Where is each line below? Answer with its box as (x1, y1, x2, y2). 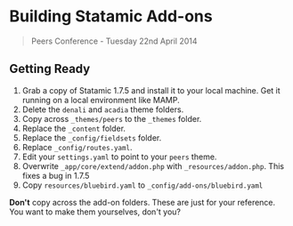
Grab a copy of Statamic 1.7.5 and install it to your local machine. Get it (21, 85, 281, 95)
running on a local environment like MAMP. (21, 94, 180, 105)
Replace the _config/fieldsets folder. (21, 132, 162, 143)
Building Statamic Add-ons (9, 6, 213, 27)
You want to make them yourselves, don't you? (9, 206, 181, 217)
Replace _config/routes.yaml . (21, 141, 133, 152)
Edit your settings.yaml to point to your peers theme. (21, 151, 217, 162)
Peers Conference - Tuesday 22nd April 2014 (30, 36, 198, 46)
